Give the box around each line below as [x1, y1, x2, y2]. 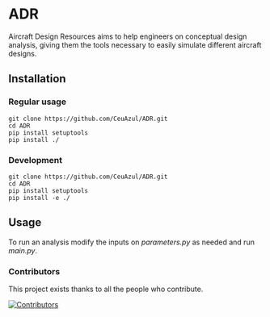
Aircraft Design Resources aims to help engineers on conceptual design [8, 31, 247, 41]
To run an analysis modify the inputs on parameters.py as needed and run [8, 237, 255, 247]
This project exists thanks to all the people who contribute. [8, 284, 204, 294]
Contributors [8, 265, 61, 277]
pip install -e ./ [8, 194, 70, 202]
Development [8, 154, 63, 165]
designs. [8, 48, 37, 58]
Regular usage [8, 96, 67, 107]
